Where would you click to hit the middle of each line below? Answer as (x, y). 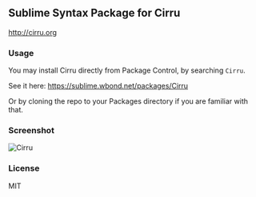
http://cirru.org (33, 32)
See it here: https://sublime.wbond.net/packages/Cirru (98, 86)
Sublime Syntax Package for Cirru (94, 13)
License (24, 168)
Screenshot (31, 131)
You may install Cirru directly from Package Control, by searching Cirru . (127, 70)
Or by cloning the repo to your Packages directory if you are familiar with (128, 101)
